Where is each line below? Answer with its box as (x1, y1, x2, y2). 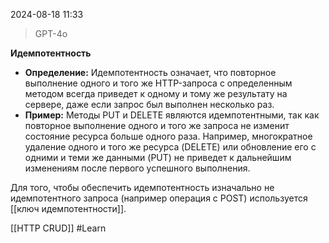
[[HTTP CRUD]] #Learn (10, 222, 107, 234)
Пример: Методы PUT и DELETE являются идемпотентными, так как (24, 109, 320, 121)
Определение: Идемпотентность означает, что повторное (24, 67, 277, 78)
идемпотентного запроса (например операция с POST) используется (10, 192, 308, 204)
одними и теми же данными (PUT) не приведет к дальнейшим (24, 152, 292, 163)
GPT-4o (34, 28, 68, 39)
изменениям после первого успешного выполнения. (24, 162, 251, 174)
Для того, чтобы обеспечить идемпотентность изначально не (10, 182, 275, 193)
